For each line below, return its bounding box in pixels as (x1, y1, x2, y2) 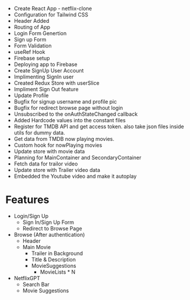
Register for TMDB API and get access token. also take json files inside (13, 123, 184, 130)
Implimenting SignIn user (13, 73, 74, 80)
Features (5, 193, 50, 206)
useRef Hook (13, 49, 45, 55)
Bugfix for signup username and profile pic (13, 98, 117, 105)
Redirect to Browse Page (22, 225, 82, 232)
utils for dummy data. (13, 129, 65, 136)
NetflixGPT (13, 274, 40, 281)
